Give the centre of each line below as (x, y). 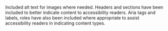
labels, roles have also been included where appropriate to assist (72, 18)
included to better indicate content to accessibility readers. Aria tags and (80, 12)
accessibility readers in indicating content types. (55, 23)
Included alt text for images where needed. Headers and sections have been (84, 7)
